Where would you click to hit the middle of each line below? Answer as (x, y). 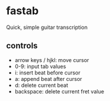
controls (22, 46)
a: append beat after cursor (48, 79)
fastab (22, 11)
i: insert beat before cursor (48, 73)
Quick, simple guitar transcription (47, 27)
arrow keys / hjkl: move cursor (52, 60)
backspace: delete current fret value (59, 91)
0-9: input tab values (40, 66)
